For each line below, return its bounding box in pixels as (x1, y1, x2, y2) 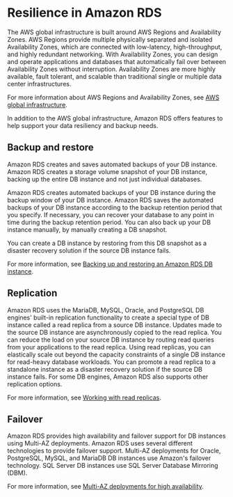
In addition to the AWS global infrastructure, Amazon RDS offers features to (7, 113, 223, 123)
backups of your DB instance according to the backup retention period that (7, 203, 223, 212)
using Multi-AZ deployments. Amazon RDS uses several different (7, 439, 193, 448)
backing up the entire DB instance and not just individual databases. (7, 175, 202, 183)
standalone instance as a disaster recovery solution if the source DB (7, 365, 203, 373)
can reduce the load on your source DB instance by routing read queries (7, 336, 214, 344)
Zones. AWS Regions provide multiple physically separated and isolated (7, 35, 213, 43)
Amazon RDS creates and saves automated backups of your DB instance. (7, 160, 218, 168)
